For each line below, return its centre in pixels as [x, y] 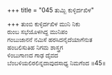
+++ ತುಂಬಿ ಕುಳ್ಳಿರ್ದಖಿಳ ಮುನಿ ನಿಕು [44, 24]
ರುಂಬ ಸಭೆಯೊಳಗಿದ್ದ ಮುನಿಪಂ [37, 32]
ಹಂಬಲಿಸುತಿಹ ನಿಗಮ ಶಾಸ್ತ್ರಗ [35, 47]
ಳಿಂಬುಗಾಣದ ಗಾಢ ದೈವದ [33, 55]
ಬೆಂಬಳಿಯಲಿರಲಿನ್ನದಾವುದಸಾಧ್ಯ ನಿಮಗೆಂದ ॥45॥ [56, 63]
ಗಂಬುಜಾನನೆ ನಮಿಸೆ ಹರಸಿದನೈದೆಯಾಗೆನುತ [50, 40]
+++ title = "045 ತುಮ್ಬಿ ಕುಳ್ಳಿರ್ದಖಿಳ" [51, 10]
